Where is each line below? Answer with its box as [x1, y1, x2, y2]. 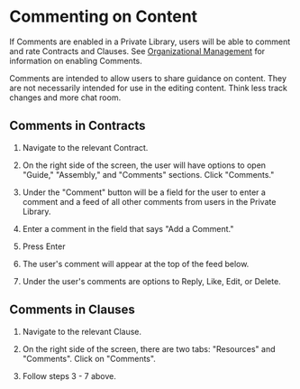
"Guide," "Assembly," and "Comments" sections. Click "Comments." [22, 169, 275, 180]
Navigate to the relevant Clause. [22, 326, 142, 337]
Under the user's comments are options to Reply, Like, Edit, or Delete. [22, 275, 281, 286]
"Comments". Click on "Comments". [22, 353, 156, 364]
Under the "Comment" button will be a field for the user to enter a [22, 187, 266, 198]
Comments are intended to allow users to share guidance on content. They [9, 72, 286, 83]
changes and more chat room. [9, 92, 122, 103]
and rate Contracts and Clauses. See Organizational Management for [9, 45, 266, 56]
